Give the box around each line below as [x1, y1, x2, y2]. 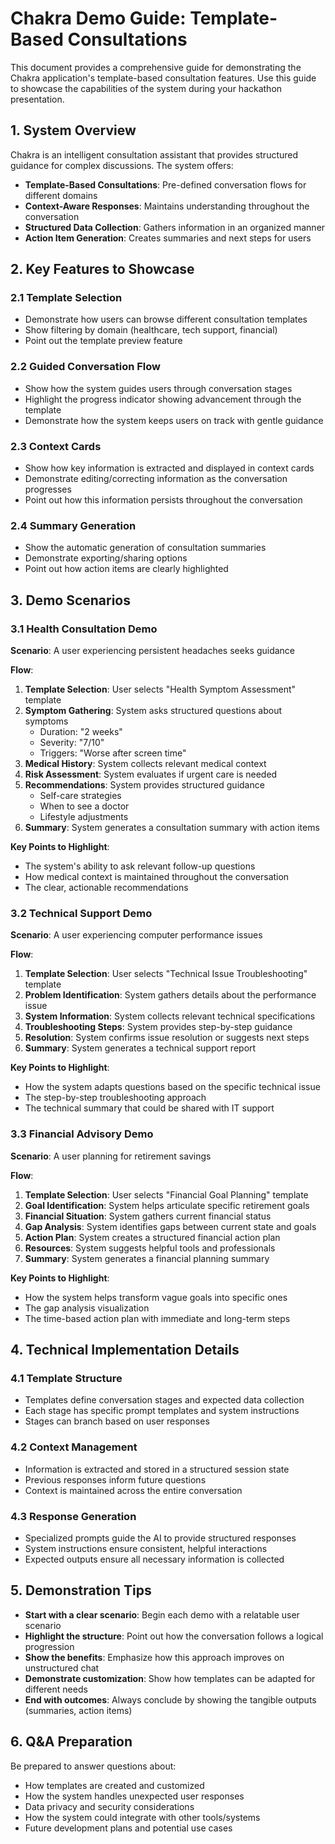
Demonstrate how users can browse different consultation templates [24, 313, 308, 326]
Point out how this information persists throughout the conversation [24, 494, 303, 506]
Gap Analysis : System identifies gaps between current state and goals [24, 1220, 317, 1232]
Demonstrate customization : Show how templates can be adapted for [24, 1672, 316, 1684]
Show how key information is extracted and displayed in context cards [24, 462, 315, 474]
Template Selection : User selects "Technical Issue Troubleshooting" [24, 968, 308, 980]
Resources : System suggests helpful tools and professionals [24, 1242, 276, 1254]
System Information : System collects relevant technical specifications [24, 1010, 316, 1022]
